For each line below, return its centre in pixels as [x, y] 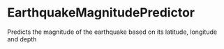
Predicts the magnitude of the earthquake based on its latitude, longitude [112, 32]
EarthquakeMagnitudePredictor [101, 13]
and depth [22, 39]
